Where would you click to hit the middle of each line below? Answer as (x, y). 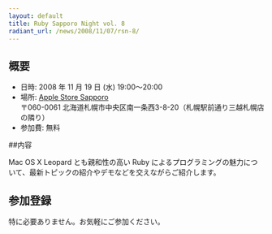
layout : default (36, 16)
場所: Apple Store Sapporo (64, 97)
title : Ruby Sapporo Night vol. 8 (67, 24)
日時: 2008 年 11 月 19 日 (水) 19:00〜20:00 (91, 87)
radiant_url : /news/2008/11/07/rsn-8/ (74, 31)
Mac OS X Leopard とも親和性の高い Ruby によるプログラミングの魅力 (126, 162)
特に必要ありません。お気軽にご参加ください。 (86, 221)
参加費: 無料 (40, 128)
